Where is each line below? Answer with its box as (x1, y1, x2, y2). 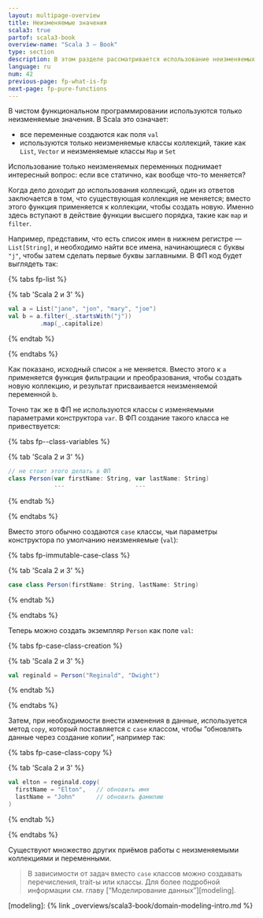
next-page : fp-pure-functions (8, 84, 108, 93)
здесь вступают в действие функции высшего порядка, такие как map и (8, 210, 248, 220)
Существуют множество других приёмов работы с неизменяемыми (8, 845, 239, 854)
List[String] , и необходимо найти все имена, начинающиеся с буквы (8, 242, 245, 252)
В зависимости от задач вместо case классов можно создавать (27, 868, 243, 878)
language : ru (8, 63, 51, 71)
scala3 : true (8, 26, 51, 34)
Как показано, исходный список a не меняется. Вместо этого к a (8, 365, 227, 374)
